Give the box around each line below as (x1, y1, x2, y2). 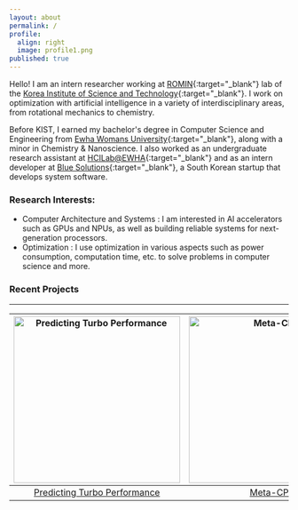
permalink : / (9, 21, 58, 30)
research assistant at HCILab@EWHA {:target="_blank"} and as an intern (9, 153, 273, 163)
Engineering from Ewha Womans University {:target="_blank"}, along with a (9, 134, 284, 144)
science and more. (21, 261, 90, 272)
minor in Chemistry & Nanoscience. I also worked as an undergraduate (9, 143, 268, 154)
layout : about (9, 12, 62, 22)
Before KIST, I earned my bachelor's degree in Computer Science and (9, 124, 264, 134)
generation (21, 233, 62, 243)
